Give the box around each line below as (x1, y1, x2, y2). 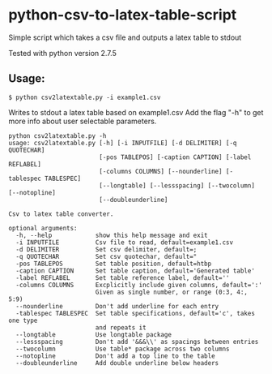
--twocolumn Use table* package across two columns (15, 345, 230, 353)
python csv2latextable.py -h (8, 131, 107, 140)
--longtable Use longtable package (15, 330, 172, 338)
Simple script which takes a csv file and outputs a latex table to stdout (8, 32, 242, 42)
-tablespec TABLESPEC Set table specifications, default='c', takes (15, 309, 255, 317)
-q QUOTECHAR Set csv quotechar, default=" (15, 252, 198, 260)
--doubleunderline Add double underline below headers (15, 359, 219, 367)
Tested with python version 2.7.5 (8, 48, 117, 58)
